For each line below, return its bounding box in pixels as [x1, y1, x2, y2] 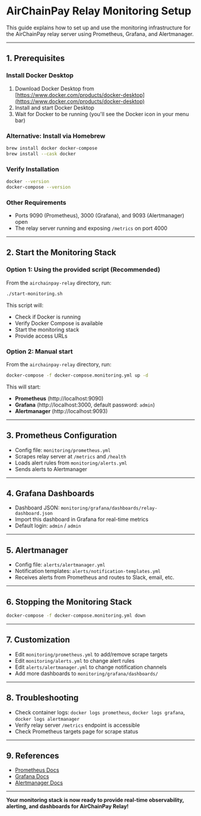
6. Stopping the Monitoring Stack [6, 597, 132, 607]
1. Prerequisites [6, 53, 65, 63]
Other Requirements [6, 198, 67, 207]
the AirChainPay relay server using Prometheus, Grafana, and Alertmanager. [6, 30, 194, 37]
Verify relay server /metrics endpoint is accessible [14, 721, 141, 729]
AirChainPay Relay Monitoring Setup [6, 4, 191, 18]
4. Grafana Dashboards [6, 488, 95, 498]
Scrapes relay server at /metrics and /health [14, 453, 127, 460]
